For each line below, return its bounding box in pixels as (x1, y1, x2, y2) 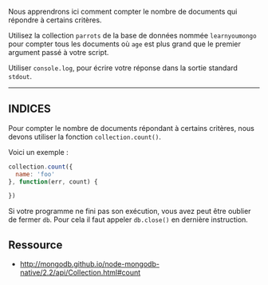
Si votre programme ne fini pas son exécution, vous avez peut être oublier (8, 207, 251, 216)
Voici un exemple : (8, 147, 69, 156)
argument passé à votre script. (8, 48, 109, 57)
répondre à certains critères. (8, 15, 102, 25)
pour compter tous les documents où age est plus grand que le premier (8, 39, 241, 49)
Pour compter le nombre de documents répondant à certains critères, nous (8, 123, 255, 133)
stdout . (8, 72, 32, 81)
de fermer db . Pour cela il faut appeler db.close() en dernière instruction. (8, 215, 249, 224)
